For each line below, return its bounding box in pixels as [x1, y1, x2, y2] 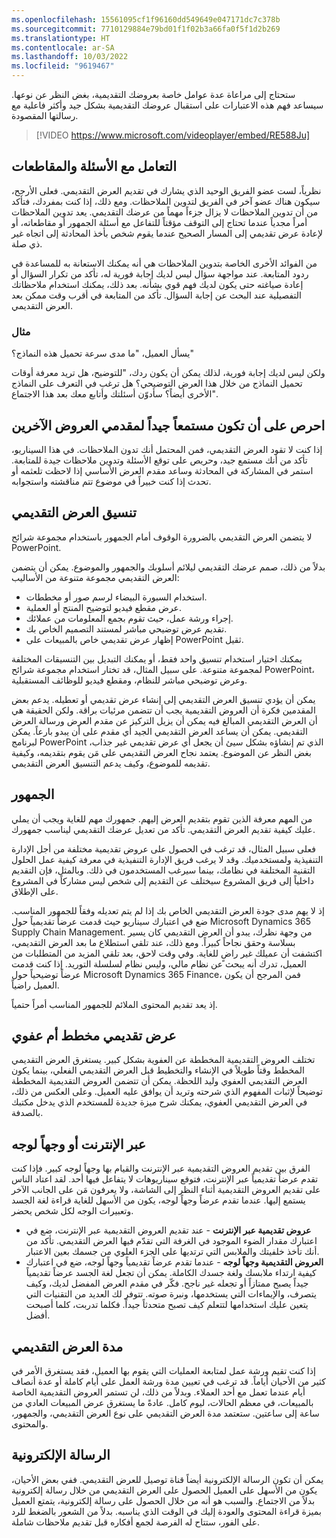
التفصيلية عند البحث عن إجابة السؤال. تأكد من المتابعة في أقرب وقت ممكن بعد [11, 289, 302, 301]
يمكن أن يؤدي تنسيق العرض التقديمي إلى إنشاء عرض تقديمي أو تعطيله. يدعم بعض [11, 693, 316, 705]
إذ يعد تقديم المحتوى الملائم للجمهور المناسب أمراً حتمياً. [11, 998, 218, 1010]
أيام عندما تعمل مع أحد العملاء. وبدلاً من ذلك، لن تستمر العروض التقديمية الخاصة [11, 1386, 306, 1398]
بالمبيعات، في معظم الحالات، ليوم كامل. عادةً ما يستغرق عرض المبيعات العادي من [11, 1396, 314, 1408]
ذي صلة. [11, 237, 43, 250]
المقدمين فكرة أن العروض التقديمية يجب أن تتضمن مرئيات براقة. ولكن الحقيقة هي [11, 704, 316, 716]
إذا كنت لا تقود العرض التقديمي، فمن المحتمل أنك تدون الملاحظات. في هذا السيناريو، [11, 443, 323, 455]
